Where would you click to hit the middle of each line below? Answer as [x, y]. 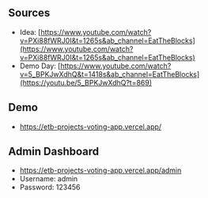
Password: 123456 [50, 187]
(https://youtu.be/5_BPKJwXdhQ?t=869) [86, 82]
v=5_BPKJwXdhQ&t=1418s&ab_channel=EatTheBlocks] [110, 74]
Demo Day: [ [40, 66]
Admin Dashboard [54, 152]
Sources [29, 13]
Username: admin [49, 179]
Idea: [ [30, 32]
